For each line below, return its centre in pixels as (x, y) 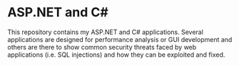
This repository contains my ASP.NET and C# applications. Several (105, 32)
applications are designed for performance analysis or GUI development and (120, 39)
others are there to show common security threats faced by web (102, 47)
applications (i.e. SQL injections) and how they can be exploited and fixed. (116, 55)
